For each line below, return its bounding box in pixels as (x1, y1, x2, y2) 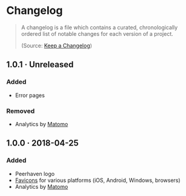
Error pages (15, 92, 45, 99)
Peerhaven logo (15, 170, 55, 177)
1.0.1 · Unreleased (6, 59, 74, 70)
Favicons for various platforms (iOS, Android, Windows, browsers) (15, 177, 181, 184)
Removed (6, 107, 35, 115)
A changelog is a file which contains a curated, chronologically (21, 24, 178, 31)
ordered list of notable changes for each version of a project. (21, 30, 174, 37)
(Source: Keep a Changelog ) (21, 42, 93, 49)
